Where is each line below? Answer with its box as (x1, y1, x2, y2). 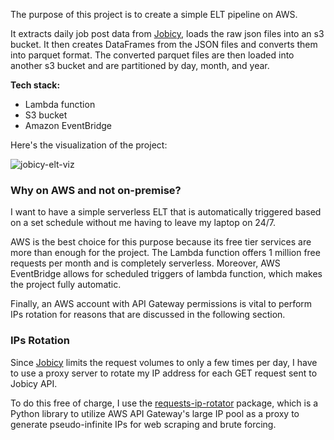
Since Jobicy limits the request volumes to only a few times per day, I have (10, 356, 318, 368)
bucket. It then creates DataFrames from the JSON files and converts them (10, 39, 318, 50)
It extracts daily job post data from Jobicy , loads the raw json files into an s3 (10, 28, 325, 39)
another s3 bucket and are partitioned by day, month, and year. (10, 60, 270, 71)
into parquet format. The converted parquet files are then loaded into (10, 49, 295, 61)
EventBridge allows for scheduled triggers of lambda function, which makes (10, 268, 323, 280)
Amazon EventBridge (24, 120, 113, 131)
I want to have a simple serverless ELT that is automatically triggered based (10, 206, 322, 218)
